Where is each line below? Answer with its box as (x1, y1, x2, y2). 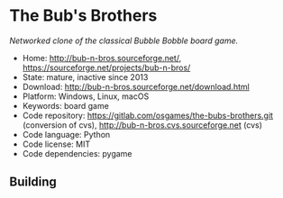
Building (9, 175, 57, 190)
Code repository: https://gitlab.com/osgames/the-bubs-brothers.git (22, 110, 273, 121)
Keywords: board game (22, 100, 110, 111)
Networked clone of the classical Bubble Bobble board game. (9, 35, 239, 46)
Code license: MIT (22, 139, 91, 149)
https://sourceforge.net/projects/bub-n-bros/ (22, 62, 191, 73)
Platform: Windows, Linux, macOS (22, 91, 150, 102)
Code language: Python (22, 129, 111, 139)
